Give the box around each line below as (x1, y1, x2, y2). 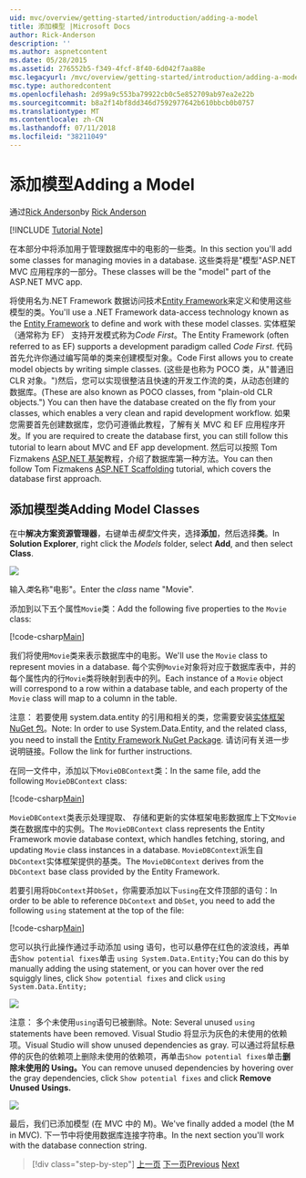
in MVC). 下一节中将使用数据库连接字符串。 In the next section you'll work (9, 1129, 285, 1141)
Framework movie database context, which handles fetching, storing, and (9, 833, 285, 844)
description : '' (9, 38, 71, 48)
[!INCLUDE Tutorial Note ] (9, 224, 104, 235)
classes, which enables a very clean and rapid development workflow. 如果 (9, 407, 291, 418)
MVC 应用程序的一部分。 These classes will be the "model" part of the (9, 266, 271, 276)
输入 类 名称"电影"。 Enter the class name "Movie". (9, 583, 194, 594)
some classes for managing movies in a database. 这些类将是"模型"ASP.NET (9, 255, 296, 266)
